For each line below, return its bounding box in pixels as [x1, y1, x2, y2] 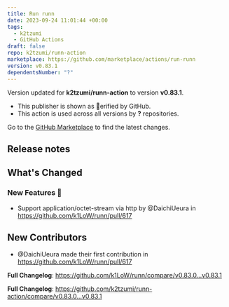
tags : [7, 23, 23, 30]
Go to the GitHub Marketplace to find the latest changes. [7, 123, 170, 131]
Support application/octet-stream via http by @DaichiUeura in [17, 204, 196, 212]
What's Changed [7, 167, 83, 179]
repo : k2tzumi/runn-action [7, 50, 86, 57]
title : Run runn [7, 10, 55, 18]
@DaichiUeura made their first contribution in [17, 250, 148, 259]
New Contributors [7, 231, 88, 243]
